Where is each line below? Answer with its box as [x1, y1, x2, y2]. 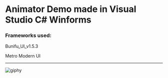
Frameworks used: [5, 32, 51, 39]
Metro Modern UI [5, 53, 41, 59]
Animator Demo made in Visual [5, 3, 136, 15]
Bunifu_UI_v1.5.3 [5, 43, 38, 49]
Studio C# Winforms [5, 14, 91, 25]
